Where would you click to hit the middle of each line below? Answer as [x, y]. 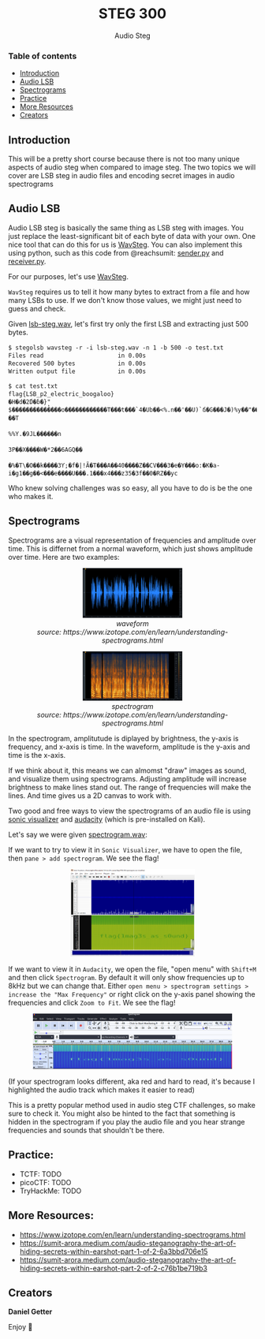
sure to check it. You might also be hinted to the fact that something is [122, 1113]
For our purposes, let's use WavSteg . [68, 276]
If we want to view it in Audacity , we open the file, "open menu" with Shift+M [132, 969]
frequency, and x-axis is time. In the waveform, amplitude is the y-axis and [129, 747]
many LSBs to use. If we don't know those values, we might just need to [125, 300]
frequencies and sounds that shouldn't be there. [86, 1130]
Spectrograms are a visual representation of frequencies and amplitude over [132, 540]
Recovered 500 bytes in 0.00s [77, 364]
